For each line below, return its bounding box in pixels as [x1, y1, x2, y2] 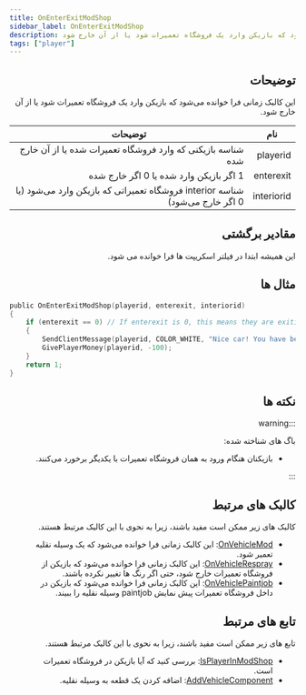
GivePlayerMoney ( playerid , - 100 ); [42, 343, 173, 353]
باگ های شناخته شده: [223, 436, 296, 447]
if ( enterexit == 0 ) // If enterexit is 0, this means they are [25, 317, 274, 327]
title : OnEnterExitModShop [9, 13, 112, 23]
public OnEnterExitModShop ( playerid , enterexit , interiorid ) [9, 301, 246, 310]
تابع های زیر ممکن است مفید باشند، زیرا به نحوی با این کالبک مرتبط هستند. [44, 638, 296, 649]
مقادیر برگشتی [221, 227, 296, 242]
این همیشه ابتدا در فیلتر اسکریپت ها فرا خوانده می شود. [107, 250, 296, 261]
